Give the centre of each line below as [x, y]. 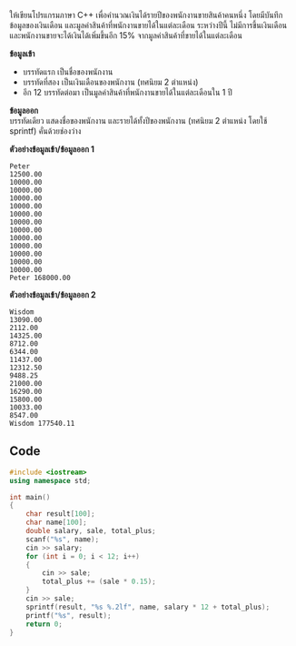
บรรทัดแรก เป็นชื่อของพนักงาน [68, 72]
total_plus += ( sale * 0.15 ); [99, 582]
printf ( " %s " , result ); [69, 615]
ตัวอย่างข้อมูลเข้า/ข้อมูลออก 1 [52, 149]
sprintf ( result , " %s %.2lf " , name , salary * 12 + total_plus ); [148, 607]
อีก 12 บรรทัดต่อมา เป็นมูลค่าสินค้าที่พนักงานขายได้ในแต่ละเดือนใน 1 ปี [128, 92]
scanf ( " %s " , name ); [63, 539]
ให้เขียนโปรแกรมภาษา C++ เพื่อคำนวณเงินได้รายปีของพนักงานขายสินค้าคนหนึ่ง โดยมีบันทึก [146, 15]
